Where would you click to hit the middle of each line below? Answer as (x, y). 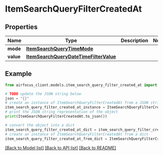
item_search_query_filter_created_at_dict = (51, 130)
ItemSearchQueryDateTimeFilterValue (71, 57)
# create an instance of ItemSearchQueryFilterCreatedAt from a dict (77, 134)
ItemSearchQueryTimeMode (60, 49)
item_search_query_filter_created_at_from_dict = (56, 139)
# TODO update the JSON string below (43, 94)
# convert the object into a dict (40, 125)
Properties (21, 27)
